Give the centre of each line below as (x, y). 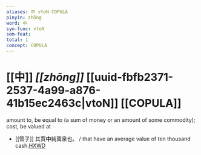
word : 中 (17, 23)
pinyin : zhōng (24, 17)
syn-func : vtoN (25, 29)
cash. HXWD (30, 145)
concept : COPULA (27, 46)
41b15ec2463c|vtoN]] (62, 103)
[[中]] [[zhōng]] (45, 77)
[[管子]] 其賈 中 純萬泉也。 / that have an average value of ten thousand (103, 139)
